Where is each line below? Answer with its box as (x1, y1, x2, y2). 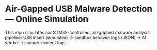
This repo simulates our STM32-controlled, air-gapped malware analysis (5, 29, 150, 35)
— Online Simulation (5, 13, 89, 25)
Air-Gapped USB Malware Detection (5, 3, 153, 14)
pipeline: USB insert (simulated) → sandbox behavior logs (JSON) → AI (5, 35, 146, 40)
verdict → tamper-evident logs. (5, 39, 67, 45)
